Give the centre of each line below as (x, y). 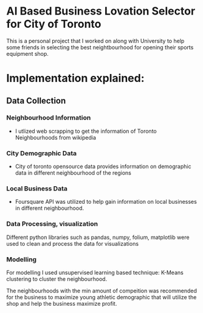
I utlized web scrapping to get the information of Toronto (86, 131)
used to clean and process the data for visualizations (72, 243)
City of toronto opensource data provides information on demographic (103, 167)
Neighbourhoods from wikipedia (55, 137)
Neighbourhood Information (49, 118)
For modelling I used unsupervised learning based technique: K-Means (95, 272)
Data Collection (36, 100)
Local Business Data (37, 189)
